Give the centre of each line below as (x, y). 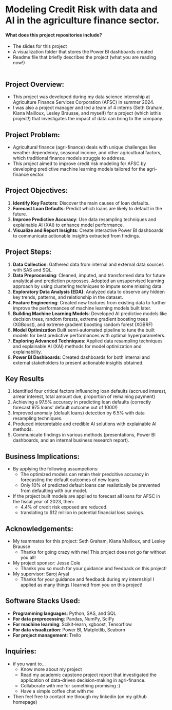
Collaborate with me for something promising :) (70, 685)
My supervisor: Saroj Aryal (41, 574)
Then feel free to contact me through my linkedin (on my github (80, 696)
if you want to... (29, 664)
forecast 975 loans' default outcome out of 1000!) (65, 408)
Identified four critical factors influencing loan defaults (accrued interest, (90, 391)
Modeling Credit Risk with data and (81, 10)
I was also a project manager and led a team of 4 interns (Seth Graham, (88, 108)
